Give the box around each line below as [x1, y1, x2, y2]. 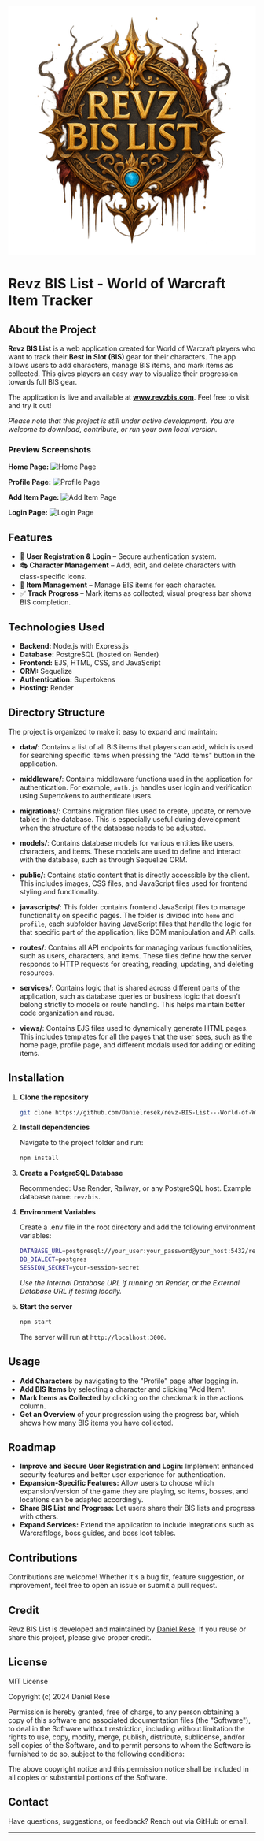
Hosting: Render [19, 682, 75, 692]
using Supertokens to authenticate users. [19, 790, 153, 800]
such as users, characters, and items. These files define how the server [19, 950, 252, 960]
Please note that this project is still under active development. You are [8, 416, 235, 426]
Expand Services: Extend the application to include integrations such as [19, 1520, 254, 1530]
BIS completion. [19, 597, 71, 607]
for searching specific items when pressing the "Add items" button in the [19, 750, 255, 760]
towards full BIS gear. [8, 377, 78, 386]
